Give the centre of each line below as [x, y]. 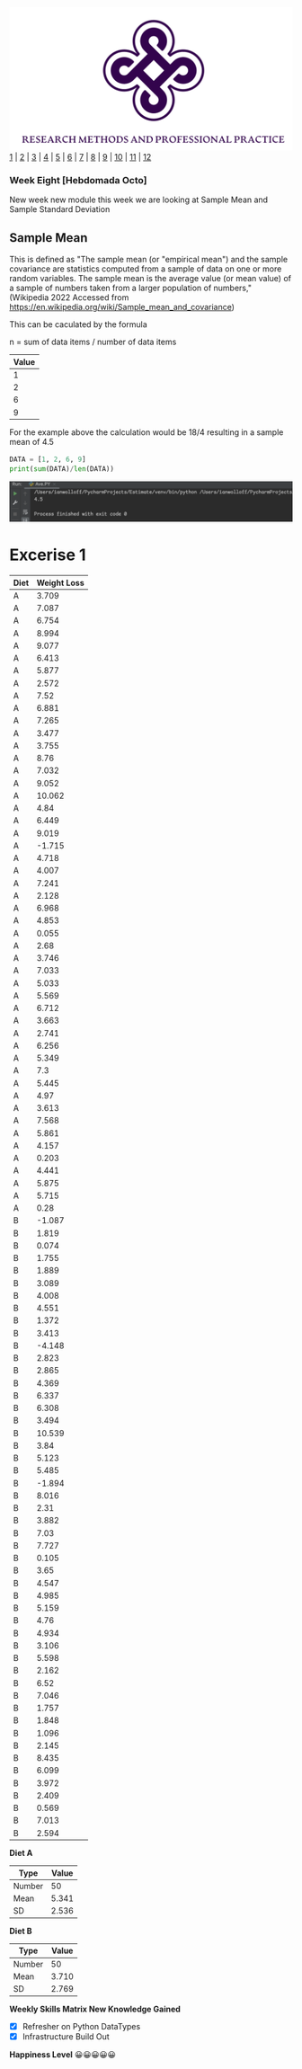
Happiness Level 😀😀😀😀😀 [63, 2054]
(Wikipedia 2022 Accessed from [69, 297]
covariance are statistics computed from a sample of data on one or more [146, 269]
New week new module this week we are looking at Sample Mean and [138, 200]
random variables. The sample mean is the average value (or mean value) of [151, 279]
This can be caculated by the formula [79, 324]
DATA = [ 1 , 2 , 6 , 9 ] [48, 460]
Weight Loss [60, 582]
